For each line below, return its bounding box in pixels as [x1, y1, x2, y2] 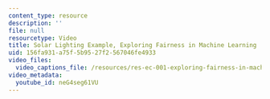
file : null [8, 26, 45, 34]
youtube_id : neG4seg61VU [15, 78, 99, 86]
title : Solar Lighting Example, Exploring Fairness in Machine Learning [8, 42, 257, 49]
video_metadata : [8, 71, 63, 79]
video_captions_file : [15, 64, 88, 72]
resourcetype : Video [8, 34, 78, 42]
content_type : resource [8, 11, 88, 20]
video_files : [8, 57, 52, 65]
